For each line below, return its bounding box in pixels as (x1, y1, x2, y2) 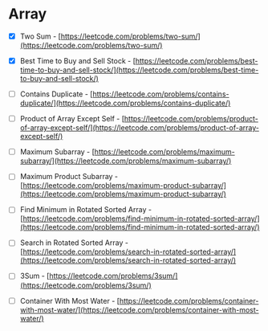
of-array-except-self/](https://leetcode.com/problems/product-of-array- (19, 123, 259, 133)
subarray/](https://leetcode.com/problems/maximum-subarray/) (19, 156, 232, 165)
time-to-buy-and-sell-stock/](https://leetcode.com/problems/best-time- (19, 65, 259, 75)
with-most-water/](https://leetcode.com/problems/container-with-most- (19, 304, 259, 314)
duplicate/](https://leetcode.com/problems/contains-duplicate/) (19, 98, 231, 108)
